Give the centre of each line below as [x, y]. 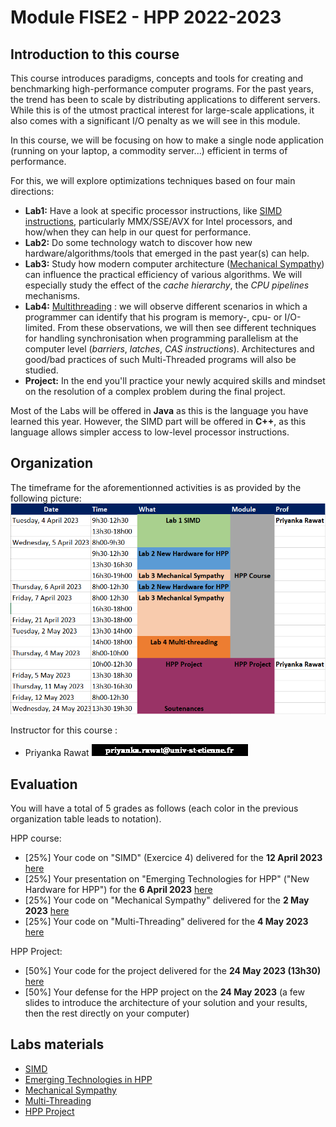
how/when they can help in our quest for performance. [138, 232]
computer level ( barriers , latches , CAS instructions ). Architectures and [169, 349]
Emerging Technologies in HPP [88, 1079]
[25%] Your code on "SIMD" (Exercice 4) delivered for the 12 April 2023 [173, 857]
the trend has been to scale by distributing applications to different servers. [165, 99]
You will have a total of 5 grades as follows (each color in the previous [154, 808]
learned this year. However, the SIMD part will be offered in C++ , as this [158, 421]
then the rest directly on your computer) [107, 1013]
